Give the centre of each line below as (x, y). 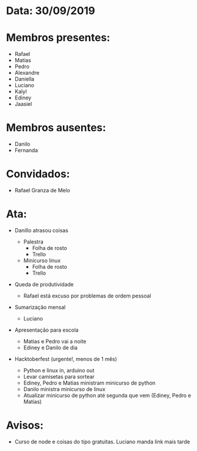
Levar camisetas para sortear (59, 376)
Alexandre (27, 73)
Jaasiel (23, 104)
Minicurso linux (42, 260)
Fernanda (26, 151)
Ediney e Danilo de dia (50, 348)
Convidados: (38, 174)
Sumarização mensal (40, 307)
